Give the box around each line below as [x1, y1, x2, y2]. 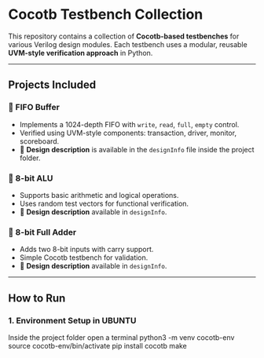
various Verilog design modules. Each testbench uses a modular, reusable [8, 39, 247, 49]
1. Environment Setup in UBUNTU [8, 315, 137, 326]
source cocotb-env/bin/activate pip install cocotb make [8, 341, 187, 350]
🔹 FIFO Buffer [8, 102, 60, 113]
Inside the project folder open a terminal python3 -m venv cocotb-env [8, 332, 235, 342]
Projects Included [8, 79, 97, 92]
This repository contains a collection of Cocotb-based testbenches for [8, 31, 240, 41]
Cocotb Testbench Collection [8, 5, 203, 24]
